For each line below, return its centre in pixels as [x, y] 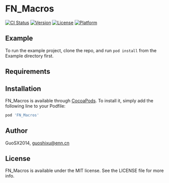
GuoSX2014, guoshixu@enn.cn [37, 143]
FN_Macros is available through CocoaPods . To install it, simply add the [79, 100]
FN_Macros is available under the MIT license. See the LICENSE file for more [84, 170]
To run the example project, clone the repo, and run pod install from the [81, 50]
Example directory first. [29, 56]
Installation [23, 88]
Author [16, 131]
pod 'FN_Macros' [22, 115]
